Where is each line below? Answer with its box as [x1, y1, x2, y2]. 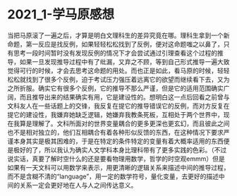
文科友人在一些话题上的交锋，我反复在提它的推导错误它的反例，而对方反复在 [7, 102, 230, 110]
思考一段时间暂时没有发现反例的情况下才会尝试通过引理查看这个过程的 [13, 49, 217, 57]
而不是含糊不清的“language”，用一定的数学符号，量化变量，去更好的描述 [7, 172, 219, 180]
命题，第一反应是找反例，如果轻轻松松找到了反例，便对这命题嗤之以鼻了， [7, 39, 224, 48]
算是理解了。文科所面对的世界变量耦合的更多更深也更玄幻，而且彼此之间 [19, 119, 230, 128]
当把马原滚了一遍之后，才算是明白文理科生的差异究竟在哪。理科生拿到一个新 [7, 31, 230, 39]
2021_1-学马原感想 [7, 6, 115, 23]
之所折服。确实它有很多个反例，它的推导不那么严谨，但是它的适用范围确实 [7, 84, 224, 92]
